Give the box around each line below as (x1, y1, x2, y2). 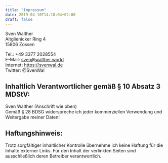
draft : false (5, 17, 33, 22)
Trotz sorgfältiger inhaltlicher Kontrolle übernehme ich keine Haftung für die (5, 142, 163, 148)
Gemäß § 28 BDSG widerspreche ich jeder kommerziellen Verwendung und (5, 109, 162, 115)
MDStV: (5, 90, 30, 99)
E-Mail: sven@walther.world (5, 57, 64, 63)
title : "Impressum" (5, 7, 47, 13)
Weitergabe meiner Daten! (5, 114, 60, 120)
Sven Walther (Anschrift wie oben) (5, 103, 77, 109)
